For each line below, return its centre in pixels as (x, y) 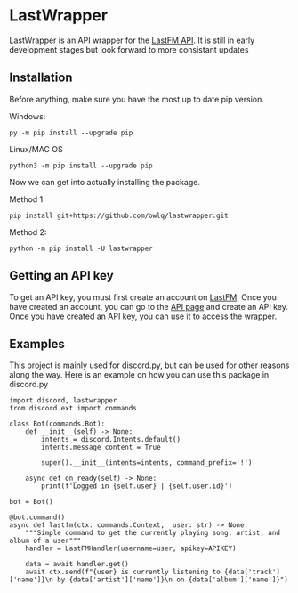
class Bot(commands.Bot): (57, 424)
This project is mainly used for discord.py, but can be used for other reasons (149, 365)
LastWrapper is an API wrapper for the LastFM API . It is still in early (132, 40)
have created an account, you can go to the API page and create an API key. (149, 306)
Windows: (28, 116)
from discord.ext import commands (73, 409)
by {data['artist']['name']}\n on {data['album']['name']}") (173, 580)
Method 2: (28, 232)
